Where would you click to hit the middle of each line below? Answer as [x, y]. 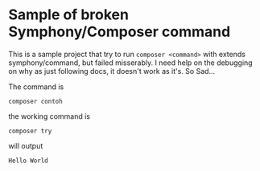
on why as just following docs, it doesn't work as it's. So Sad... [112, 71]
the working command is [50, 116]
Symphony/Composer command [120, 32]
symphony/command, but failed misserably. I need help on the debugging [130, 63]
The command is [36, 87]
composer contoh [35, 101]
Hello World [28, 161]
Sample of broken [68, 15]
